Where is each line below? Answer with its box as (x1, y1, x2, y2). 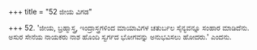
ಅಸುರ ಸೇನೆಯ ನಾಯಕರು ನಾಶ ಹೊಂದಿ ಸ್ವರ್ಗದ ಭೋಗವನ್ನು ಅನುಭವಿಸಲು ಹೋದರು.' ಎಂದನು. (8, 32, 232, 41)
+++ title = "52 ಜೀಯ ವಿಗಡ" (8, 7, 92, 16)
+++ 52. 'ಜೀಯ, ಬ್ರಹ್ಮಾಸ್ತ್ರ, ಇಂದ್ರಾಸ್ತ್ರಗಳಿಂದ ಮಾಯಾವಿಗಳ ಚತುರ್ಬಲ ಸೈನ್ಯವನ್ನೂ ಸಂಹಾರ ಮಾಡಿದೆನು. (8, 23, 250, 32)
